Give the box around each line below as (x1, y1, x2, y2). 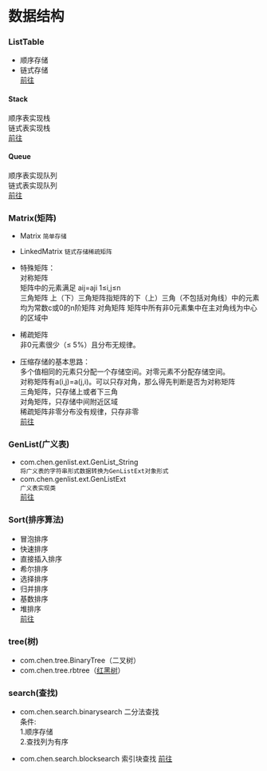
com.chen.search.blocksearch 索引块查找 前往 (19, 754, 173, 764)
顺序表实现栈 (8, 113, 50, 122)
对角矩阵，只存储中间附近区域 (19, 397, 118, 407)
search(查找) (8, 688, 58, 698)
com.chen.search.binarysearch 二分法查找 (19, 707, 159, 717)
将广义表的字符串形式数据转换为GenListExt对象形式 (19, 467, 169, 475)
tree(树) (8, 636, 39, 647)
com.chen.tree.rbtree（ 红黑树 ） (19, 666, 125, 675)
